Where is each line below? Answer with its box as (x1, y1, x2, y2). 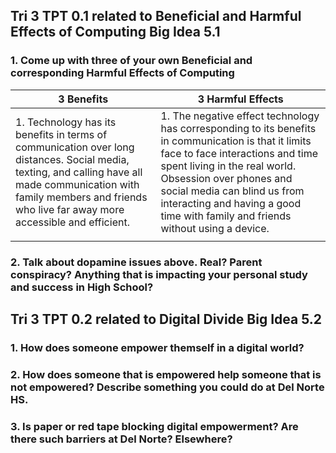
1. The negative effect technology (160, 109, 320, 123)
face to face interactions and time (160, 146, 319, 160)
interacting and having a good (160, 196, 302, 210)
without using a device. (160, 221, 270, 235)
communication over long (15, 140, 135, 154)
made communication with (15, 177, 140, 191)
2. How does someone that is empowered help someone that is (10, 367, 322, 381)
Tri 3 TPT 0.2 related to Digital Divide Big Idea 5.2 (10, 311, 323, 328)
